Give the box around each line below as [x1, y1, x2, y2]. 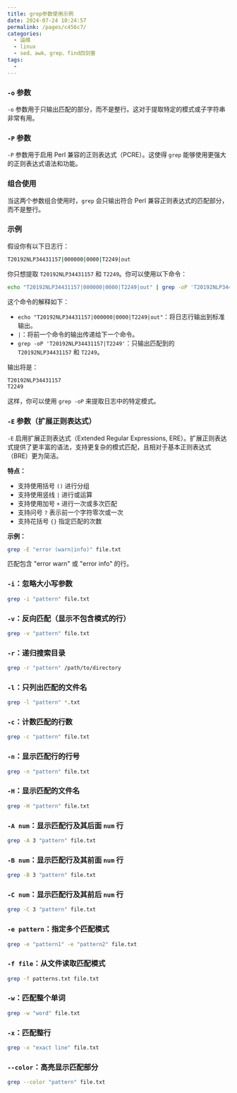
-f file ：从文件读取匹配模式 [7, 959, 106, 969]
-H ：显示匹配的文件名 [7, 786, 80, 796]
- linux [13, 43, 37, 50]
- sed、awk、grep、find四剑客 [13, 50, 97, 57]
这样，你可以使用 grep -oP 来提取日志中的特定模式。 [7, 397, 160, 406]
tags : [7, 57, 23, 64]
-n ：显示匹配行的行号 [7, 752, 80, 762]
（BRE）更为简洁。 [7, 451, 63, 460]
